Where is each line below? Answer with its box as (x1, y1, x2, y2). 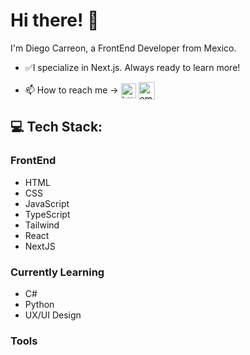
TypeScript (24, 208, 71, 220)
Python (24, 298, 55, 310)
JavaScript (24, 197, 70, 209)
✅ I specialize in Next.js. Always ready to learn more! (24, 61, 241, 73)
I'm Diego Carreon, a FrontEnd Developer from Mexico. (10, 42, 237, 54)
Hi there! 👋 (10, 9, 100, 32)
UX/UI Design (24, 309, 82, 321)
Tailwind (24, 219, 60, 231)
